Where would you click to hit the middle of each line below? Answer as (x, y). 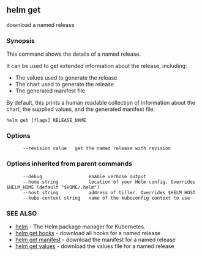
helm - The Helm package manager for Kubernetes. (80, 227)
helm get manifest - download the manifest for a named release (95, 239)
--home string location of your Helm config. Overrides (109, 182)
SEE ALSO (22, 213)
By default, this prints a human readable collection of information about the (101, 103)
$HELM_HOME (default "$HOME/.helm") (53, 187)
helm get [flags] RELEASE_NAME (46, 121)
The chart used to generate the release (65, 85)
